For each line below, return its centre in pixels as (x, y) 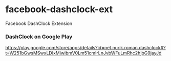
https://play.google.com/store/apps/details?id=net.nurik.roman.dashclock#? (85, 48)
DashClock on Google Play (39, 37)
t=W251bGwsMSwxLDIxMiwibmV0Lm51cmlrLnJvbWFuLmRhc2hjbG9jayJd (83, 53)
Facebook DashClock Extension (39, 23)
